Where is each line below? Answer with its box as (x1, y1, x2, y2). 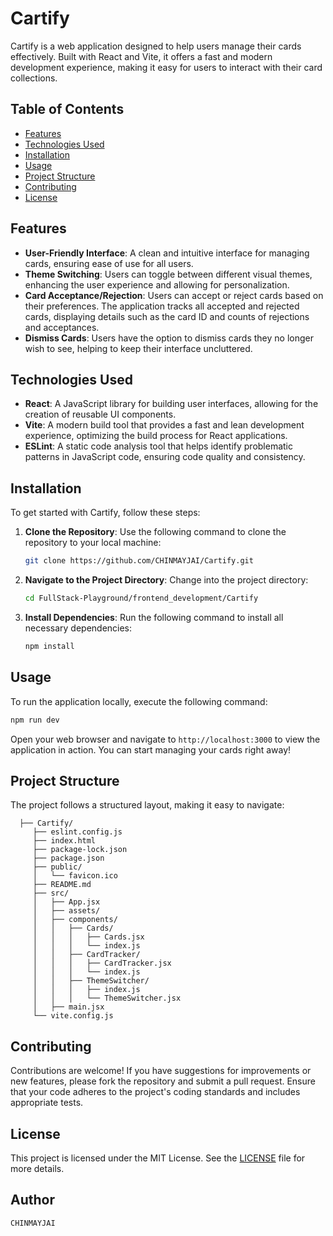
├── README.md (32, 880, 92, 890)
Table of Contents (10, 101, 125, 118)
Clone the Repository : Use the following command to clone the (24, 526, 287, 538)
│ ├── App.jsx (32, 897, 101, 907)
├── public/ (32, 862, 83, 872)
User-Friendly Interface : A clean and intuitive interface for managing (24, 247, 310, 259)
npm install (24, 641, 75, 651)
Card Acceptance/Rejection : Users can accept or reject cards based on (24, 289, 324, 301)
